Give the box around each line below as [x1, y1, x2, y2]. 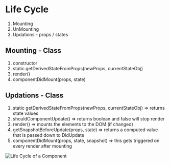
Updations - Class [5, 91, 64, 100]
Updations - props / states [12, 31, 68, 37]
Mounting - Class [5, 46, 62, 55]
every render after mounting [12, 142, 72, 149]
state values [12, 110, 39, 116]
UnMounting [12, 26, 39, 32]
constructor [12, 60, 38, 66]
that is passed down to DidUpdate [12, 132, 85, 138]
